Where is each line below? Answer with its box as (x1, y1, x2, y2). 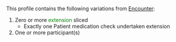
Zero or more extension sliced (14, 17, 88, 23)
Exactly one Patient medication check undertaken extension (23, 23, 170, 30)
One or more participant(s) (14, 29, 80, 36)
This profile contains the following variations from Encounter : (6, 5, 155, 12)
